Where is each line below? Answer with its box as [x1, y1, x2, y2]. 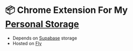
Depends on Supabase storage [12, 35, 77, 41]
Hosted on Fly [12, 40, 42, 46]
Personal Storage [5, 18, 79, 30]
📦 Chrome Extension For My [5, 4, 128, 16]
